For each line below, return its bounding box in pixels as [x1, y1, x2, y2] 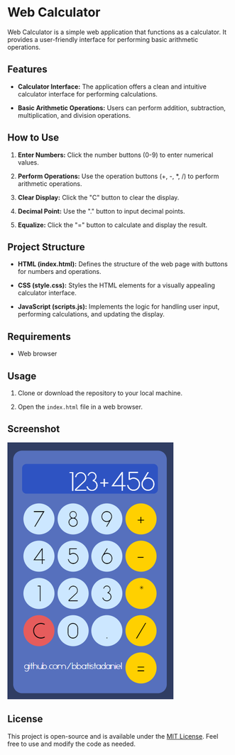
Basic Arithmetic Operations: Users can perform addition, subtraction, [17, 104, 226, 112]
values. [17, 158, 39, 167]
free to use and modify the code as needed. [7, 739, 136, 748]
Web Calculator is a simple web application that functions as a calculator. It [7, 28, 227, 36]
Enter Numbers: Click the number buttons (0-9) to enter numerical [17, 150, 214, 159]
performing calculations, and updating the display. [17, 310, 165, 319]
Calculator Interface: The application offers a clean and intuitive [17, 82, 207, 91]
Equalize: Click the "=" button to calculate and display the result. [17, 221, 208, 229]
